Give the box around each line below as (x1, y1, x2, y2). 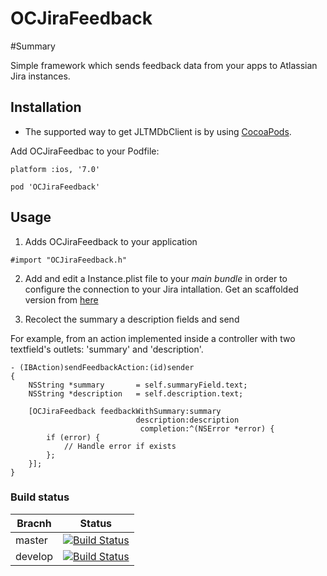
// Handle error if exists (63, 441, 177, 451)
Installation (10, 99, 82, 116)
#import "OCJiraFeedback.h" (10, 255, 128, 265)
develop (15, 549, 54, 563)
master (15, 533, 48, 547)
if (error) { (46, 432, 101, 442)
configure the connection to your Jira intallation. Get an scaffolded (24, 283, 299, 295)
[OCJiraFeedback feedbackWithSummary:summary (28, 406, 222, 416)
